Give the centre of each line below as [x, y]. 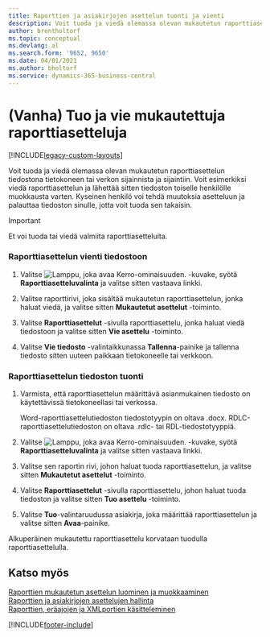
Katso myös [39, 573]
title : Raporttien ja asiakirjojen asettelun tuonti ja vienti [117, 16]
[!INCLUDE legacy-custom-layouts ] [65, 155]
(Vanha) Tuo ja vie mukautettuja [117, 116]
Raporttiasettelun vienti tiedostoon [78, 257]
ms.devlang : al [34, 46]
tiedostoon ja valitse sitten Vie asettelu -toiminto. [101, 331]
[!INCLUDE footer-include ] [51, 624]
